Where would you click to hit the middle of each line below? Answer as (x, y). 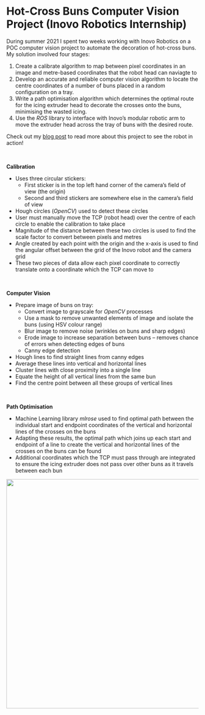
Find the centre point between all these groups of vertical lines (94, 383)
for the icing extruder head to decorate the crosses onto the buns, (98, 105)
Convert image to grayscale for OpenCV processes (88, 311)
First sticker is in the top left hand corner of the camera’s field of (105, 185)
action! (15, 143)
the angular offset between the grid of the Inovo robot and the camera (103, 250)
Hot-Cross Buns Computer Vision (93, 11)
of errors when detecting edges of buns (74, 344)
